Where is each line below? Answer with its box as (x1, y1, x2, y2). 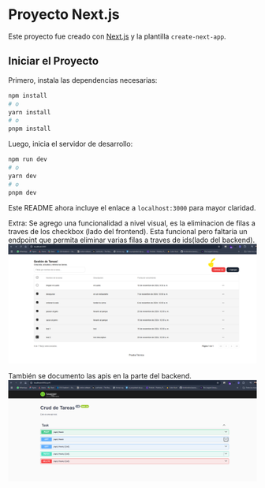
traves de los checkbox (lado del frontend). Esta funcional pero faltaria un (8, 226, 248, 236)
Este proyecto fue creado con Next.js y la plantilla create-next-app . (8, 32, 226, 41)
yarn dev (8, 172, 37, 180)
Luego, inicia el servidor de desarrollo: (8, 140, 133, 149)
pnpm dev (8, 188, 37, 196)
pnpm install (8, 125, 51, 133)
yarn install (8, 108, 51, 116)
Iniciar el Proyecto (8, 54, 99, 68)
